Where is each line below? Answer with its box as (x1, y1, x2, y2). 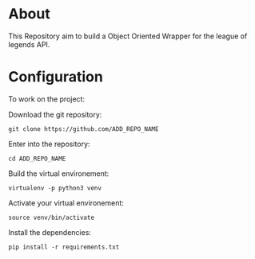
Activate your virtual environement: (8, 197, 124, 208)
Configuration (8, 68, 104, 86)
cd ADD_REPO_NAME (8, 154, 66, 162)
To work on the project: (8, 94, 86, 104)
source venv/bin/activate (8, 213, 94, 221)
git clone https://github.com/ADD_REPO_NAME (8, 125, 159, 133)
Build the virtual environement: (8, 169, 110, 178)
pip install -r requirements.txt (8, 243, 120, 251)
